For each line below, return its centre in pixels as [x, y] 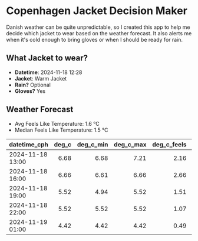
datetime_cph [29, 144]
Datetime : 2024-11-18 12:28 [48, 72]
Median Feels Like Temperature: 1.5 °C [61, 130]
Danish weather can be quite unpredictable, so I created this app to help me [98, 27]
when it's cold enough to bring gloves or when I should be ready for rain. [95, 39]
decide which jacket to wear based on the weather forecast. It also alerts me [99, 33]
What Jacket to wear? [47, 58]
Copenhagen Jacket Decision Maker [97, 11]
